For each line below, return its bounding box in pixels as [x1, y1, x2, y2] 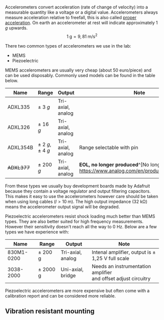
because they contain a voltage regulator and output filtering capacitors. [5, 188, 151, 194]
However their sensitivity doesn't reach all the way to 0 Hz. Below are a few [5, 223, 157, 229]
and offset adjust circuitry [92, 275, 151, 282]
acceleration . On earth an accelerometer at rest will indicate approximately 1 [5, 20, 158, 25]
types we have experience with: [5, 229, 69, 235]
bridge [61, 272, 76, 279]
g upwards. [5, 25, 28, 31]
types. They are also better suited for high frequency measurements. [5, 218, 143, 224]
